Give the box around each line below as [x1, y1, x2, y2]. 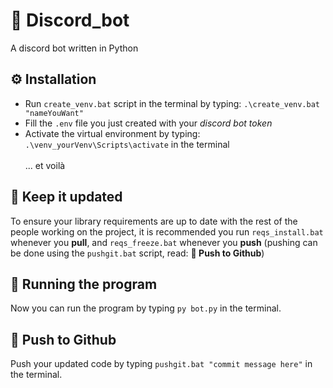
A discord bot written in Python [10, 42, 139, 54]
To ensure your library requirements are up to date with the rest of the [10, 215, 298, 227]
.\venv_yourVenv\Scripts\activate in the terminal [24, 138, 230, 150]
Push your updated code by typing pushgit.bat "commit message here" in [10, 358, 313, 370]
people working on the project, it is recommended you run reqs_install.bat [10, 225, 324, 238]
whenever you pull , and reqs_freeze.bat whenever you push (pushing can [10, 236, 318, 248]
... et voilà [24, 159, 66, 171]
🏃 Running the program [10, 275, 158, 293]
